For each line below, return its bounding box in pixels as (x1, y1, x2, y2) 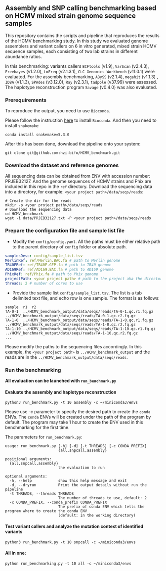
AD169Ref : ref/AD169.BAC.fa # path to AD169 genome (5, 267, 114, 272)
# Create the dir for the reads (5, 198, 72, 203)
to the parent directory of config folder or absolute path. (12, 243, 127, 249)
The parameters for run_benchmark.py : (5, 434, 83, 440)
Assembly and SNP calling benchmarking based (5, 4, 157, 12)
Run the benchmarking (5, 366, 61, 373)
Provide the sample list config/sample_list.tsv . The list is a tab (12, 289, 142, 296)
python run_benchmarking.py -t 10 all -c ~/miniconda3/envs (5, 561, 132, 566)
